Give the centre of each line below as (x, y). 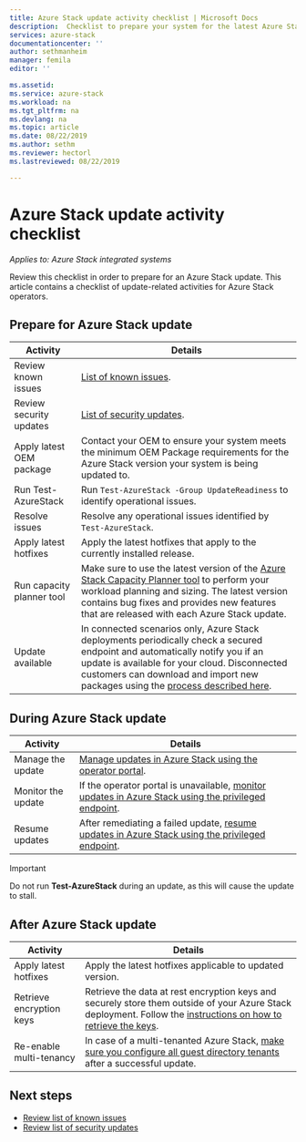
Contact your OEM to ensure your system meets (184, 441)
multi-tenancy (45, 1058)
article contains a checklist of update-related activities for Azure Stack (142, 286)
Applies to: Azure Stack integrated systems (91, 259)
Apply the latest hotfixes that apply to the (168, 542)
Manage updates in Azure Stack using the (168, 759)
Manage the (40, 759)
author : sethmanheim (49, 52)
